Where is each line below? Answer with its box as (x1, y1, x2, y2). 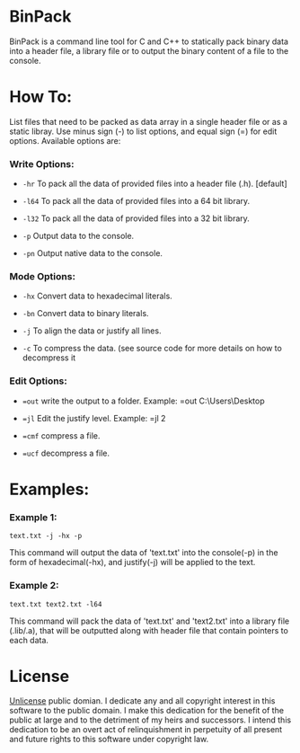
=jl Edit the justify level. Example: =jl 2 (22, 412, 166, 423)
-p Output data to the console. (22, 231, 135, 242)
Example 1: (9, 510, 57, 523)
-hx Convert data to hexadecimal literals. (22, 290, 172, 302)
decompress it (22, 352, 76, 363)
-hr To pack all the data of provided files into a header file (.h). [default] (22, 178, 287, 190)
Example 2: (9, 580, 59, 592)
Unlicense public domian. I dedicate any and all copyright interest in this (9, 695, 276, 706)
